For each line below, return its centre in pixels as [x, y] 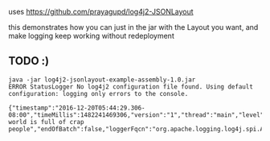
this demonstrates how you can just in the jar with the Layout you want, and [133, 27]
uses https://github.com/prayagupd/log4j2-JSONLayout [101, 12]
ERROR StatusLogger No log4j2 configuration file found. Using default [131, 87]
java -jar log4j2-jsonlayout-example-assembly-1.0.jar [102, 80]
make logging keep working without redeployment [91, 36]
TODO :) [29, 61]
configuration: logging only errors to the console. [98, 93]
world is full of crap [46, 122]
